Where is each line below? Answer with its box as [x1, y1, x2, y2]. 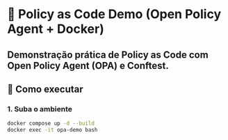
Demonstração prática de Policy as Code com [7, 49, 209, 61]
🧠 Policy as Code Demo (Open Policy [7, 6, 221, 22]
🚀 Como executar [7, 83, 83, 95]
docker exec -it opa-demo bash [7, 127, 98, 134]
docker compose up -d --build [7, 120, 95, 127]
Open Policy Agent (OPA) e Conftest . [7, 59, 169, 72]
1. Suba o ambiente [7, 104, 73, 114]
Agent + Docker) [7, 21, 104, 37]
